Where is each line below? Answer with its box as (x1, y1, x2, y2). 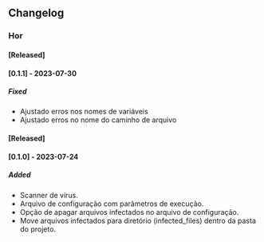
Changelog (8, 6, 65, 20)
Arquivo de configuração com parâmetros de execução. (19, 199, 204, 208)
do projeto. (19, 224, 57, 234)
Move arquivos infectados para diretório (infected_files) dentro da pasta (19, 216, 257, 225)
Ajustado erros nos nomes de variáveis (19, 107, 149, 117)
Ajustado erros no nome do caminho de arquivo (19, 115, 177, 125)
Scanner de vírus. (19, 190, 78, 200)
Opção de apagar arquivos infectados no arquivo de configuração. (19, 207, 239, 216)
